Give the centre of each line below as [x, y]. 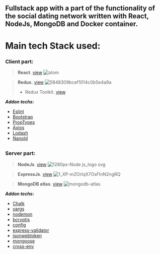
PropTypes [24, 122]
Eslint [18, 111]
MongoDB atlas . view [40, 184]
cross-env [23, 246]
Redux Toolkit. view [45, 92]
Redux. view [31, 82]
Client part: [19, 61]
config [19, 225]
